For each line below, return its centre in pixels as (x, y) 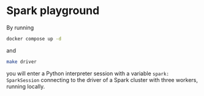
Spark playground (53, 11)
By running (20, 28)
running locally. (26, 86)
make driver (21, 62)
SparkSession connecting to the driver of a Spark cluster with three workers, (102, 79)
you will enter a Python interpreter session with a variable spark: (88, 73)
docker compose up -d (34, 39)
